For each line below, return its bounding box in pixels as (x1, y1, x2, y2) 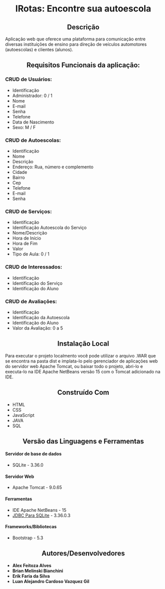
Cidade (12, 169, 27, 175)
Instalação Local (57, 340, 110, 348)
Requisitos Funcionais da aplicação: (26, 61, 140, 70)
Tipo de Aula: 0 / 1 (12, 251, 50, 257)
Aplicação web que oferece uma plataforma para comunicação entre (5, 36, 146, 42)
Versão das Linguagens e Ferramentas (22, 437, 144, 446)
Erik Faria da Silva (12, 573, 50, 579)
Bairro (12, 174, 25, 180)
